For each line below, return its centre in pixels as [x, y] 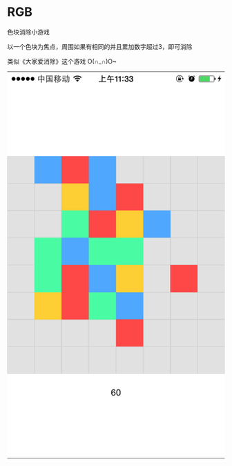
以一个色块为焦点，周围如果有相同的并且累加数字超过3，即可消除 [100, 46]
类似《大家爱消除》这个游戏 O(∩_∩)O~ [62, 61]
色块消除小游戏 [28, 32]
